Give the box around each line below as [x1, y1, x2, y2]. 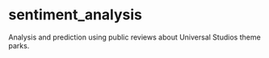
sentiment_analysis [8, 6, 143, 24]
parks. [8, 40, 30, 50]
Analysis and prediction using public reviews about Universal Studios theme [8, 32, 261, 42]
